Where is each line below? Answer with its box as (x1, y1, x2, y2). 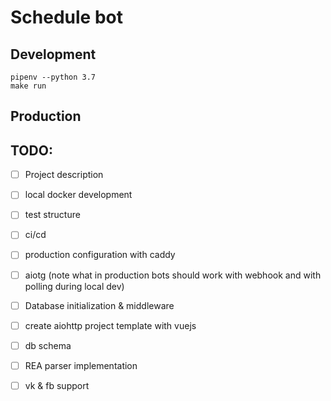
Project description (24, 169, 104, 181)
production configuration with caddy (24, 249, 176, 261)
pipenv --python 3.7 (10, 72, 97, 82)
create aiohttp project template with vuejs (24, 319, 197, 331)
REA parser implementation (24, 359, 138, 371)
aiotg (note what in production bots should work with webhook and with (24, 269, 322, 281)
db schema (24, 339, 72, 351)
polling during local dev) (24, 280, 125, 292)
